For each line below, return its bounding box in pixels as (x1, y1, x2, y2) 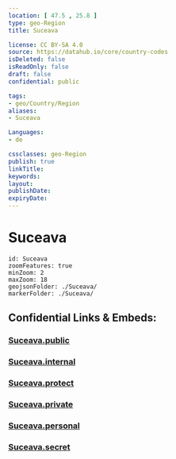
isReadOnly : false (8, 63, 69, 71)
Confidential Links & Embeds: (8, 311, 157, 325)
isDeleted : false (8, 56, 66, 64)
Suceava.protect (8, 378, 75, 389)
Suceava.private (8, 399, 74, 410)
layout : (8, 179, 34, 187)
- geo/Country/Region (8, 99, 80, 107)
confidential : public (8, 77, 80, 86)
